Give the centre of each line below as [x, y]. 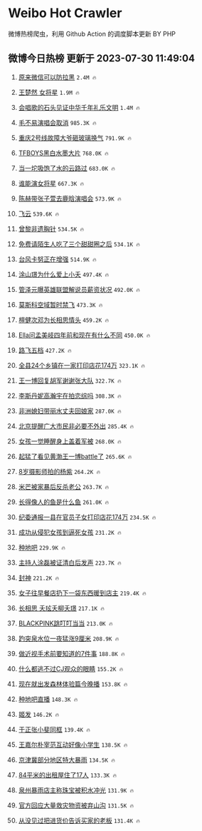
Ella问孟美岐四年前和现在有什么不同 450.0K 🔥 [84, 335]
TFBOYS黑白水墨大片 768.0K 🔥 [63, 153]
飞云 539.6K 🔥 [39, 213]
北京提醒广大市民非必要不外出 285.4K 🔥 [76, 425]
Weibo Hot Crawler [65, 13]
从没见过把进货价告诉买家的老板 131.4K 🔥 [79, 820]
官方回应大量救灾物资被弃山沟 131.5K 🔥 [76, 805]
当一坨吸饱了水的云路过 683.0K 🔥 [67, 168]
